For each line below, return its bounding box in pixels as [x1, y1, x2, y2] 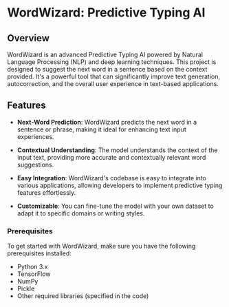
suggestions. [17, 160, 54, 169]
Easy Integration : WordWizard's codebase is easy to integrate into [17, 173, 206, 182]
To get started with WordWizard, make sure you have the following [7, 242, 196, 251]
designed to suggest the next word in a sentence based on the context [7, 65, 208, 73]
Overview [7, 32, 50, 44]
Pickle [17, 284, 35, 293]
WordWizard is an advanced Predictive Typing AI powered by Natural [7, 50, 203, 59]
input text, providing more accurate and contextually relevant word [17, 153, 206, 161]
